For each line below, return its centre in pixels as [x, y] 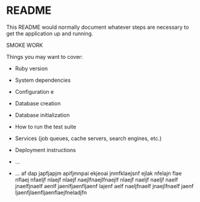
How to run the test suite [45, 126]
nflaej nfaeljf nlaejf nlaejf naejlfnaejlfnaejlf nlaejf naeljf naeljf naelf [96, 179]
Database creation [38, 103]
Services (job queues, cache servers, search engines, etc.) [88, 138]
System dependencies [43, 80]
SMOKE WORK [25, 45]
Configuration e [34, 91]
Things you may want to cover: [45, 57]
